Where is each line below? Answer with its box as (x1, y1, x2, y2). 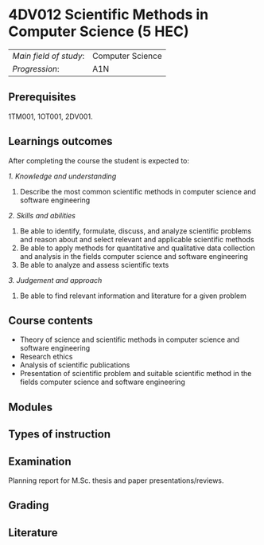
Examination (8, 454, 72, 468)
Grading (8, 499, 49, 512)
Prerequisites (8, 90, 76, 104)
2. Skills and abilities (8, 210, 76, 220)
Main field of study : (12, 50, 85, 61)
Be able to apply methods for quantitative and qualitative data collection (19, 243, 256, 253)
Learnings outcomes (8, 135, 113, 148)
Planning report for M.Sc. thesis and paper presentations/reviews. (8, 476, 224, 485)
